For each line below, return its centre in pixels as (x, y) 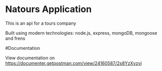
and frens (15, 38)
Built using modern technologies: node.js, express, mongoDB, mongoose (81, 33)
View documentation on (30, 58)
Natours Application (49, 9)
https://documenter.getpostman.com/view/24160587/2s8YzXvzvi (74, 63)
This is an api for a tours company (41, 23)
